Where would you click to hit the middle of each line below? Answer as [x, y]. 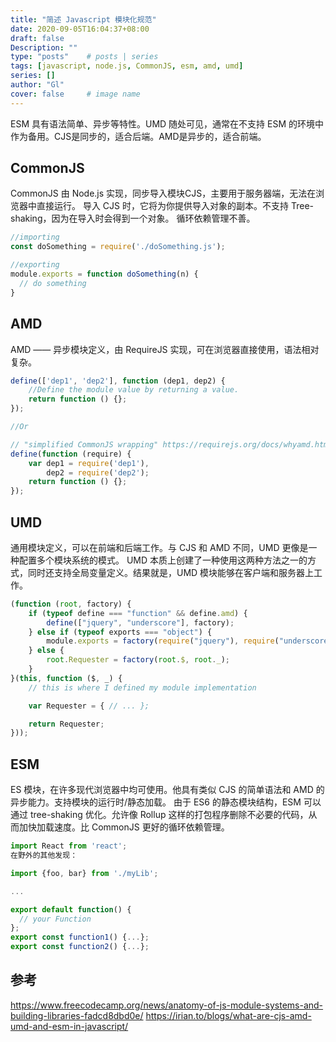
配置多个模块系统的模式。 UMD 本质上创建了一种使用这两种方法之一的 [163, 560]
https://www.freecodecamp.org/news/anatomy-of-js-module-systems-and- [167, 1005]
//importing [35, 237]
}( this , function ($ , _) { [66, 678]
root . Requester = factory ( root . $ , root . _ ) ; [138, 660]
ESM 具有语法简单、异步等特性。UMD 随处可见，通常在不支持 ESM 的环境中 [167, 123]
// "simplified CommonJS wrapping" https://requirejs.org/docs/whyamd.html [171, 444]
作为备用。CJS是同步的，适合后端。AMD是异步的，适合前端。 [138, 136]
